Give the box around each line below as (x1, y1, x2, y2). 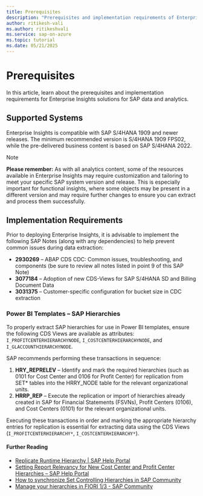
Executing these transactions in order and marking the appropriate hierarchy (6, 417, 196, 424)
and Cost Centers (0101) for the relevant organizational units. (14, 404, 167, 412)
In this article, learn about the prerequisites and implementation (6, 89, 164, 96)
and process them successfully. (6, 198, 86, 205)
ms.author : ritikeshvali (6, 25, 69, 32)
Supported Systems (6, 113, 83, 123)
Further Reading (6, 443, 48, 451)
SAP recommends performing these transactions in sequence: (6, 354, 161, 361)
